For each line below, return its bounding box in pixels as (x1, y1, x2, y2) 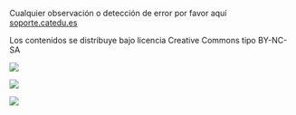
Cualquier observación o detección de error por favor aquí (9, 8, 227, 18)
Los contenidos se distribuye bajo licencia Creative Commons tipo (9, 35, 256, 45)
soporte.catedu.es (9, 17, 78, 28)
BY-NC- (257, 35, 288, 45)
